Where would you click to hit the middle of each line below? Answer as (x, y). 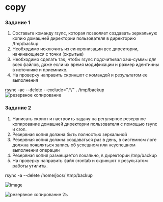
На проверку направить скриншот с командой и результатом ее (80, 75)
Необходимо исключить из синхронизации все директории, (75, 49)
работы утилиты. (30, 166)
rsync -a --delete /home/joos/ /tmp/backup (49, 175)
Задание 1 (18, 23)
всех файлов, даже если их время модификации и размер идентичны (85, 65)
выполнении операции (36, 150)
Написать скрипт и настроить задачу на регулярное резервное (79, 118)
